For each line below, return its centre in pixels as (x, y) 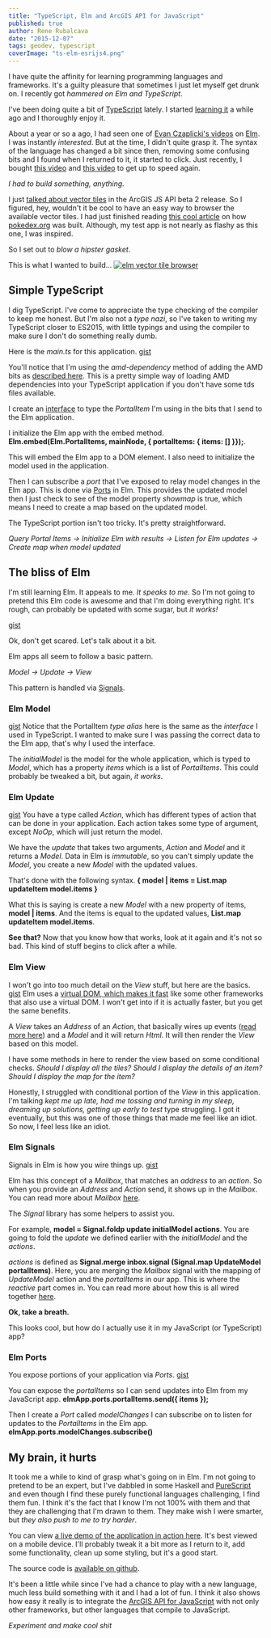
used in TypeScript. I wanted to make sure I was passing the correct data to (134, 734)
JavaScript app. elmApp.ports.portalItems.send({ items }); (108, 1399)
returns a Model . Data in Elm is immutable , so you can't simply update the (131, 856)
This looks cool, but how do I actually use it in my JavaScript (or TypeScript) (135, 1327)
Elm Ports (28, 1357)
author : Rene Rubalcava (49, 31)
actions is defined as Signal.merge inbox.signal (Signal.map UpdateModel (135, 1262)
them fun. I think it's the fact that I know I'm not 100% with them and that (129, 1502)
